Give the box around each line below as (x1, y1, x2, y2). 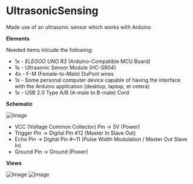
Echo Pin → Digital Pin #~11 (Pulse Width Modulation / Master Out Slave (14, 135, 188, 142)
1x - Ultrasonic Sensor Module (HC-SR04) (14, 63, 116, 71)
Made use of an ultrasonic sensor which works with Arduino (6, 24, 151, 31)
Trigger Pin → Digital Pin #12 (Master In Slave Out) (14, 129, 136, 136)
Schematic (6, 100, 33, 107)
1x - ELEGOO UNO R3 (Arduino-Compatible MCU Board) (14, 58, 151, 65)
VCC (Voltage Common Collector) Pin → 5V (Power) (14, 123, 140, 130)
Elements (6, 35, 30, 42)
